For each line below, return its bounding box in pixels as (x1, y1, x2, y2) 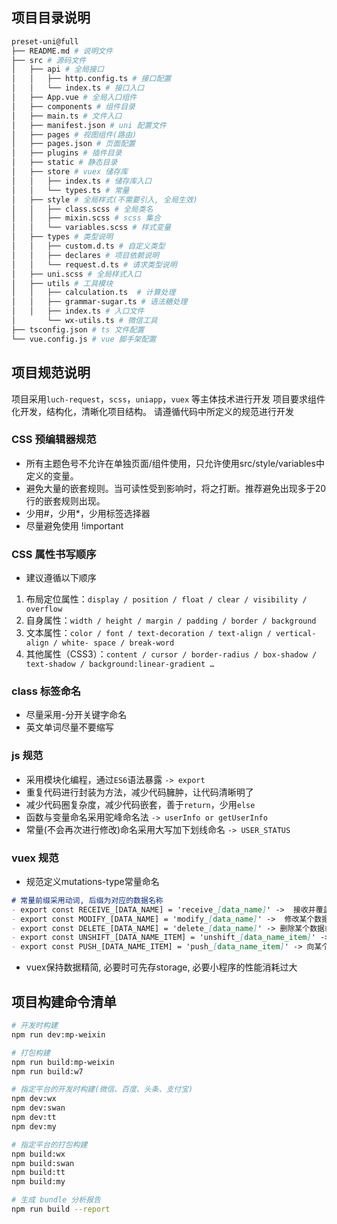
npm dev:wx (11, 1094, 57, 1104)
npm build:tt (11, 1168, 66, 1178)
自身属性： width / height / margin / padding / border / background (25, 614, 317, 627)
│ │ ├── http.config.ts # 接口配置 (11, 74, 172, 84)
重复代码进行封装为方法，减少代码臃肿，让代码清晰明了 (25, 786, 254, 798)
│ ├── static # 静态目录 (11, 158, 118, 168)
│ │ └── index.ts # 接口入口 (11, 83, 145, 93)
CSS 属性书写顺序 (11, 547, 97, 561)
